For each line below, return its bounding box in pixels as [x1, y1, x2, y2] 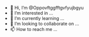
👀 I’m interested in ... [10, 10, 53, 16]
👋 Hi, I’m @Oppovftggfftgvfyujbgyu [10, 5, 84, 10]
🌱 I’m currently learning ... [10, 15, 65, 21]
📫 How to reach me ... [10, 26, 57, 32]
